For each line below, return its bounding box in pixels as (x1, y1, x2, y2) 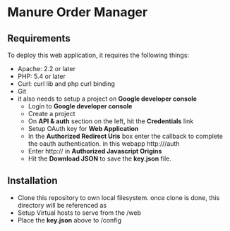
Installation (7, 175, 58, 187)
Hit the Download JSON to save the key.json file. (28, 154, 171, 163)
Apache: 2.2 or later (17, 65, 76, 73)
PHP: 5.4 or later (17, 72, 66, 80)
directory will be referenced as (17, 201, 107, 209)
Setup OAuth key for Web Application (28, 125, 139, 132)
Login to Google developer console (28, 102, 133, 110)
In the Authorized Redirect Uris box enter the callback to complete (28, 132, 224, 140)
